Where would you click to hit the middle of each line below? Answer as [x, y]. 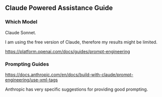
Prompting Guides [27, 64]
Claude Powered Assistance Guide [59, 8]
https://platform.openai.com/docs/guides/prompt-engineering [68, 51]
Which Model [21, 22]
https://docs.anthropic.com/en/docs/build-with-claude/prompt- [69, 75]
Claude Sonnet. [21, 32]
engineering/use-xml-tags [31, 79]
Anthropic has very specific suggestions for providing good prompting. [77, 89]
